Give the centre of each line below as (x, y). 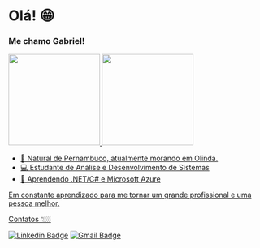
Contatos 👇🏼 (30, 219)
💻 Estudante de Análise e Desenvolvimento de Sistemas (115, 168)
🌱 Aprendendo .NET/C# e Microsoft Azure (90, 179)
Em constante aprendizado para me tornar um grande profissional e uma (130, 195)
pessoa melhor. (34, 203)
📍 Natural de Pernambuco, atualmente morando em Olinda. (119, 158)
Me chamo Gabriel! (47, 41)
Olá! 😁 (32, 16)
